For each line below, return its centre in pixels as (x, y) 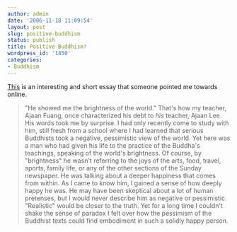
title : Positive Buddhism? (47, 47)
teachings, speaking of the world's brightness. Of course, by (113, 153)
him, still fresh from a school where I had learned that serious (114, 130)
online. (17, 94)
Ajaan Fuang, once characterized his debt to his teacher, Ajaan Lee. (123, 115)
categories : (25, 60)
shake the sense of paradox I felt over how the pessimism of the (118, 213)
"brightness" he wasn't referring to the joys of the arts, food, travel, (123, 161)
